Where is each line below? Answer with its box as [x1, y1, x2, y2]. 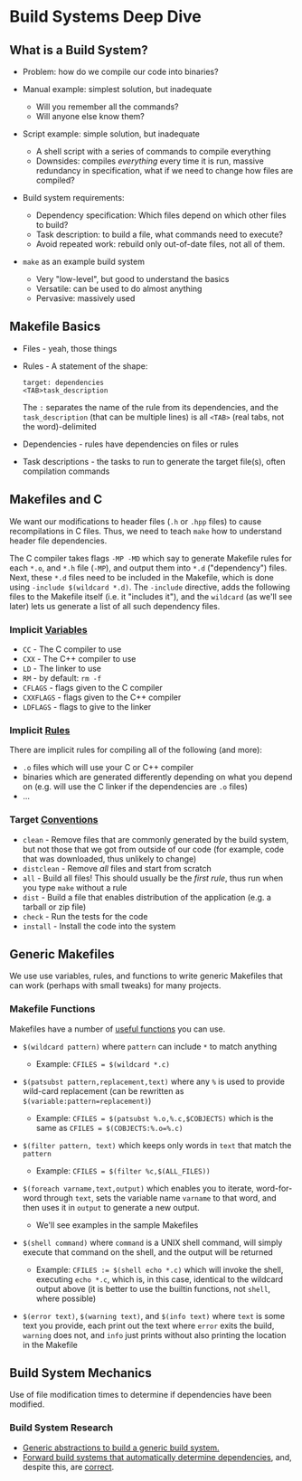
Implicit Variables [9, 623, 88, 636]
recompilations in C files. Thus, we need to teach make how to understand [9, 525, 282, 536]
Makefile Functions [9, 1003, 96, 1015]
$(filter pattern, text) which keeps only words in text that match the [22, 1139, 292, 1150]
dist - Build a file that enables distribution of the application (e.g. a [22, 891, 271, 902]
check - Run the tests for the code [22, 910, 148, 921]
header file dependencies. [9, 535, 108, 546]
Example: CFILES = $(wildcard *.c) [35, 1058, 170, 1069]
